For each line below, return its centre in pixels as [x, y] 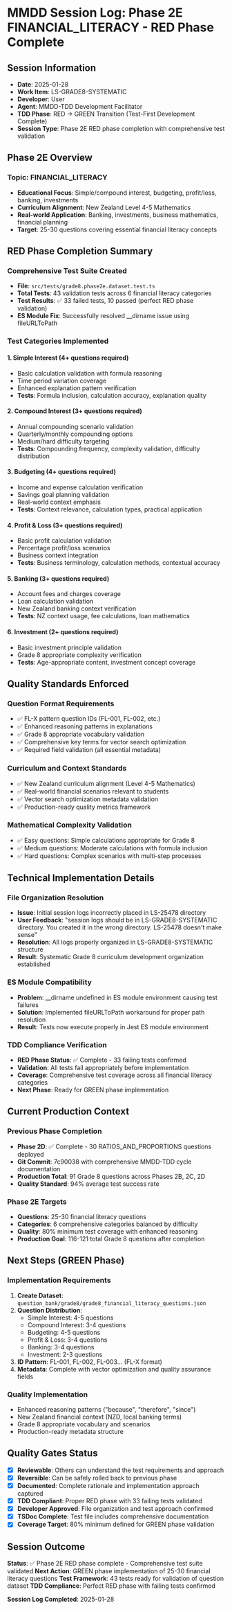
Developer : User [41, 99]
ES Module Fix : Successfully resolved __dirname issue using [103, 316]
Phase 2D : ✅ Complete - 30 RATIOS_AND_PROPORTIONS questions [114, 1146]
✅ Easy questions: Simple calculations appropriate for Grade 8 [106, 840]
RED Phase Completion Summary [80, 251]
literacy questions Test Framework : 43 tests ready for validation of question [116, 1579]
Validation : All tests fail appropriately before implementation [103, 1068]
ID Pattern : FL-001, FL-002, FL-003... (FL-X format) [89, 1362]
